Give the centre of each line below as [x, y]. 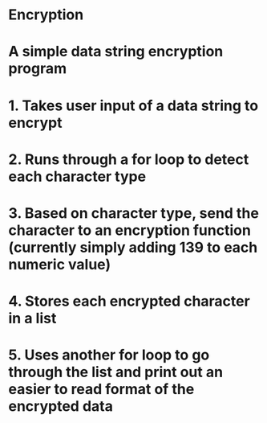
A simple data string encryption [116, 52]
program [38, 69]
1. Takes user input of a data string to [133, 105]
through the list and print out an [115, 372]
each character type [77, 177]
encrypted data [61, 407]
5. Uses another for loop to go [109, 355]
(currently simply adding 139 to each [133, 247]
